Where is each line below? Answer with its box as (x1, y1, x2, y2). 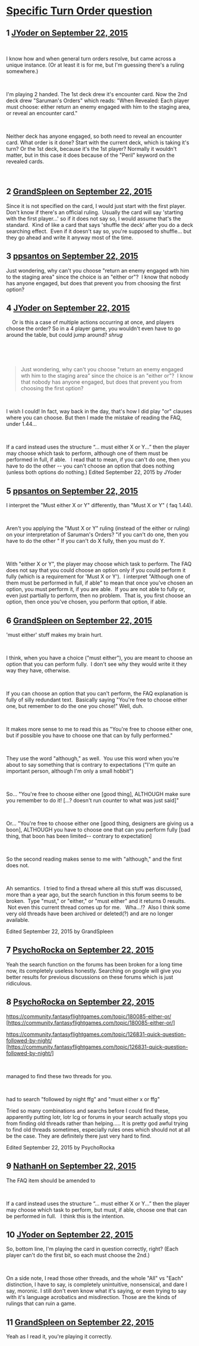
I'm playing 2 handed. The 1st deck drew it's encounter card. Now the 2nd (6, 91, 187, 97)
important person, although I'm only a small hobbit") (6, 767, 134, 775)
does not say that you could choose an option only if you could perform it (6, 567, 186, 574)
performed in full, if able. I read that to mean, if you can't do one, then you (6, 456, 190, 463)
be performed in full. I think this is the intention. (6, 1212, 125, 1219)
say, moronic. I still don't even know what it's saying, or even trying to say (6, 1287, 187, 1294)
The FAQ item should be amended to (6, 1177, 96, 1184)
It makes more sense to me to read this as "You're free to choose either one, (6, 726, 193, 733)
